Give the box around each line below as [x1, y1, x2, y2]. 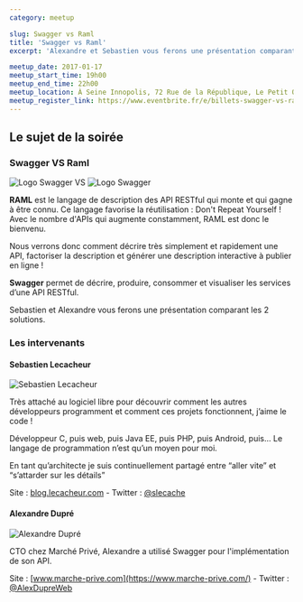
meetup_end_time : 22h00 [9, 79, 99, 88]
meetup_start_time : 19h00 [9, 71, 106, 80]
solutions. [9, 314, 46, 325]
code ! [9, 416, 33, 427]
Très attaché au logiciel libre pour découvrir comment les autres [9, 396, 248, 407]
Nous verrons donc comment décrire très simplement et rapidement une [9, 241, 279, 252]
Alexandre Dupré [9, 508, 75, 519]
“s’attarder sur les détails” [9, 470, 106, 481]
